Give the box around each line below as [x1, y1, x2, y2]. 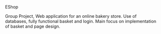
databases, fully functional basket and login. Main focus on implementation [5, 19, 157, 24]
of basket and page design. [5, 23, 60, 29]
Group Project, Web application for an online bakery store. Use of [5, 13, 137, 19]
